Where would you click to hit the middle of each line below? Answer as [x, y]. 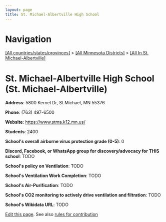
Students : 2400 [22, 132]
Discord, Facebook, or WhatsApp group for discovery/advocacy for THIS [82, 151]
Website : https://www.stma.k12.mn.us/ [45, 122]
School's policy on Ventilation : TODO [44, 166]
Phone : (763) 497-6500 [30, 112]
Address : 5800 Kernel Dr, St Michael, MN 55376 [55, 103]
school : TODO [20, 156]
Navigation [28, 39]
